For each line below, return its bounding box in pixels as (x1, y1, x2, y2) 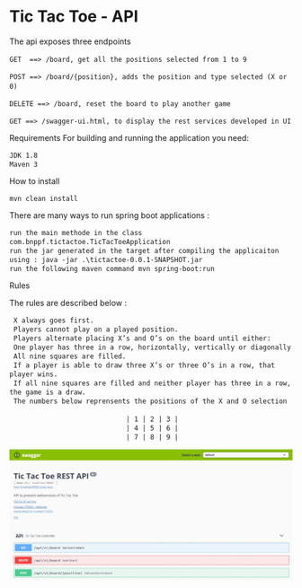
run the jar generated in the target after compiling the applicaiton (9, 246, 280, 255)
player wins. (9, 370, 58, 379)
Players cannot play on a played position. (13, 325, 179, 334)
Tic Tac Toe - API (9, 6, 139, 27)
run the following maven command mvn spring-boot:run (9, 264, 216, 273)
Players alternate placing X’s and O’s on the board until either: (13, 334, 271, 343)
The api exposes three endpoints (9, 36, 132, 47)
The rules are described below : (9, 297, 128, 308)
